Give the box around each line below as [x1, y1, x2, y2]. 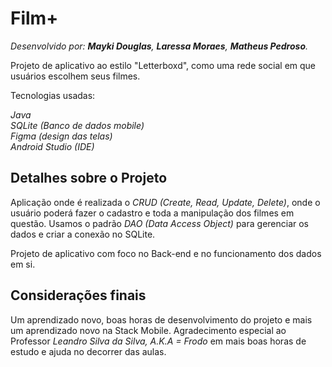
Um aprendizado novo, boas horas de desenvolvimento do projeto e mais [10, 313, 313, 326]
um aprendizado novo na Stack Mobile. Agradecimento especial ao [10, 324, 287, 336]
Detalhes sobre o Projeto [10, 170, 168, 187]
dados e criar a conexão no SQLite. [10, 228, 156, 240]
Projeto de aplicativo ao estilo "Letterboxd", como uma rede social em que [10, 59, 317, 71]
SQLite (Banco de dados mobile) [10, 119, 145, 131]
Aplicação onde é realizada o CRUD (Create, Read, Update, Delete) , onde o [10, 196, 321, 208]
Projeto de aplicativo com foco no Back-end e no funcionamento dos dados [10, 247, 322, 259]
